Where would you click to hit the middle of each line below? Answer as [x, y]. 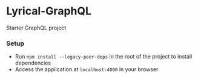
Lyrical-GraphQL [49, 11]
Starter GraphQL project [36, 28]
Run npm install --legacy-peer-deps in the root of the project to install [104, 57]
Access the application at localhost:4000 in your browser [87, 69]
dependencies [33, 63]
